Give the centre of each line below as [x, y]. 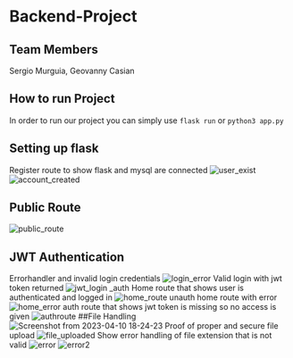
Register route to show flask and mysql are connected [109, 170]
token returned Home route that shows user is [126, 288]
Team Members [54, 50]
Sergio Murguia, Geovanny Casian [72, 71]
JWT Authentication [67, 257]
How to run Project [62, 99]
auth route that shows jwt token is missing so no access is [169, 307]
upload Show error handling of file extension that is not [141, 336]
